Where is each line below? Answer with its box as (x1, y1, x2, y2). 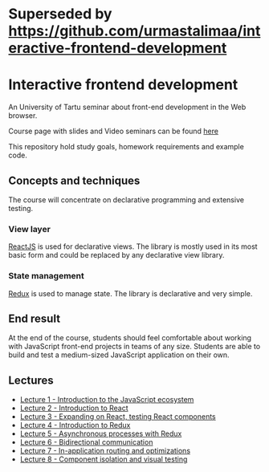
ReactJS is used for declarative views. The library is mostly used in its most (8, 242, 259, 251)
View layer (8, 223, 51, 234)
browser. (8, 111, 38, 120)
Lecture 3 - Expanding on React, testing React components (19, 412, 217, 421)
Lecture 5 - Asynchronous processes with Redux (19, 429, 182, 438)
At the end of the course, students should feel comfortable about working (8, 333, 251, 343)
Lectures (8, 373, 54, 387)
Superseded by (8, 5, 112, 23)
